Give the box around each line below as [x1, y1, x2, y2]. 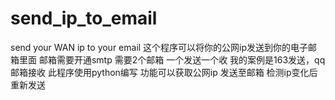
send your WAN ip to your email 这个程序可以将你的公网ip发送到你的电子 [10, 41, 309, 53]
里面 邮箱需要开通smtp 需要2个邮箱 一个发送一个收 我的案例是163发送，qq [18, 53, 326, 66]
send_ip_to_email [10, 7, 158, 30]
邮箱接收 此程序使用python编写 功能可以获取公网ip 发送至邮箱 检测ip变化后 [10, 66, 318, 78]
